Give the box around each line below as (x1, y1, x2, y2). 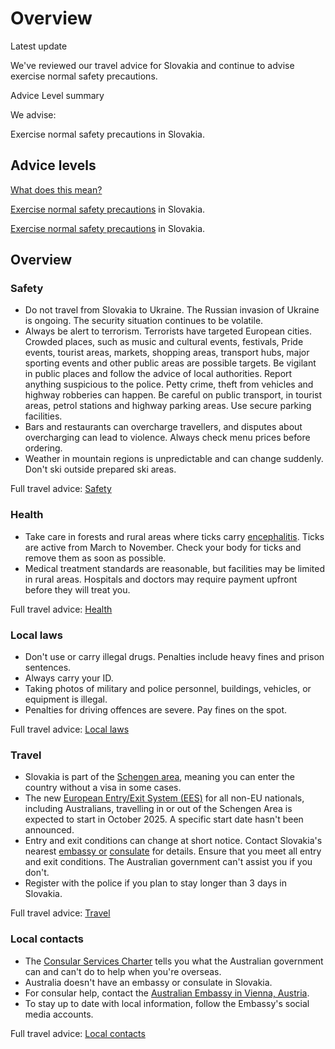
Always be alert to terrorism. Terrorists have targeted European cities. (24, 325, 313, 337)
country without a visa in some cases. (24, 782, 182, 794)
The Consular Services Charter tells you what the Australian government (24, 955, 324, 967)
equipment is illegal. (24, 693, 108, 706)
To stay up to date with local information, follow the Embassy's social (24, 997, 310, 1009)
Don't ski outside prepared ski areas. (24, 463, 177, 476)
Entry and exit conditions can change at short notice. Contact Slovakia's (24, 835, 323, 847)
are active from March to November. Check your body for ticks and (24, 541, 302, 553)
